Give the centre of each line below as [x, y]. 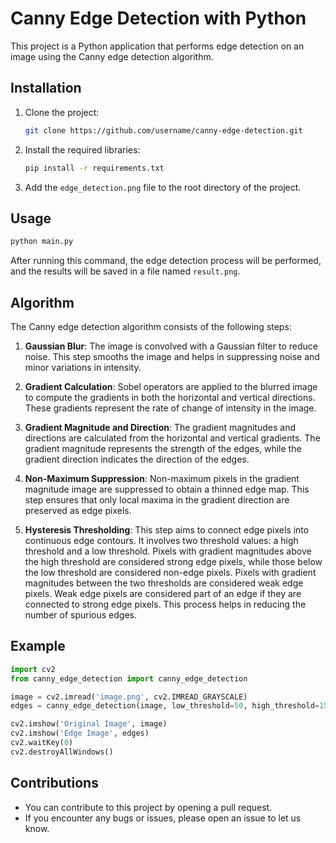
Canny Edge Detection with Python [158, 18]
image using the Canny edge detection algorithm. [112, 56]
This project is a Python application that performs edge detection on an [157, 46]
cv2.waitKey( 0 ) [42, 743]
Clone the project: [62, 112]
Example [38, 646]
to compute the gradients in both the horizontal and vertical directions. [170, 397]
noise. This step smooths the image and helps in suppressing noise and [172, 356]
